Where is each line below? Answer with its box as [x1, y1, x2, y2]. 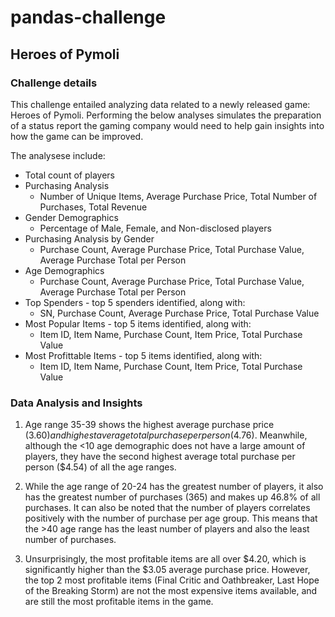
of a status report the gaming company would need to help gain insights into [10, 119, 325, 131]
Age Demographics [24, 264, 105, 276]
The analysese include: [10, 149, 106, 161]
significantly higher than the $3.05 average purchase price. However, [24, 564, 311, 576]
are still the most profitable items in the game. [24, 596, 214, 608]
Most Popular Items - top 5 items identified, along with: [24, 317, 252, 330]
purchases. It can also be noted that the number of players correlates [24, 502, 311, 514]
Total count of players [24, 169, 115, 181]
